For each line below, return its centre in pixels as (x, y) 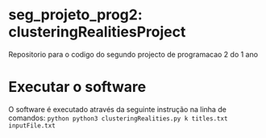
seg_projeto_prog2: (75, 15)
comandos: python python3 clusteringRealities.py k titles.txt (118, 118)
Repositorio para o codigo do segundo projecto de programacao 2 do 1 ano (133, 54)
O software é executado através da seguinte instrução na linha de (118, 109)
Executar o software (77, 87)
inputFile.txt (32, 125)
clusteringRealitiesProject (97, 32)
